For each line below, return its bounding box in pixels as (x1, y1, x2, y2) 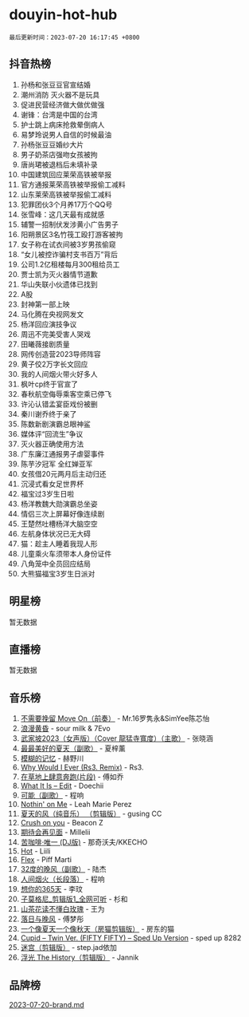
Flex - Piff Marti (20, 855, 72, 865)
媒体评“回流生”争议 (20, 429, 84, 438)
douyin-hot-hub (9, 6, 118, 24)
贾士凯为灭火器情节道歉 (20, 269, 98, 279)
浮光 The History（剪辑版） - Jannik (20, 952, 139, 963)
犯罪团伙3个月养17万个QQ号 (20, 200, 113, 209)
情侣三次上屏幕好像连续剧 (20, 508, 105, 518)
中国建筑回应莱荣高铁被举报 (20, 169, 112, 179)
